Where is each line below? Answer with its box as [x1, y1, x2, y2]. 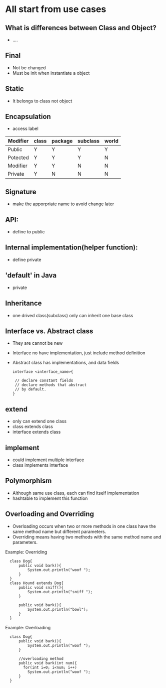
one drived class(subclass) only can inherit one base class [12, 312, 133, 318]
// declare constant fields [14, 378, 73, 383]
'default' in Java [5, 271, 56, 280]
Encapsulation [5, 112, 51, 121]
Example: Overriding [5, 548, 47, 555]
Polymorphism [5, 477, 52, 485]
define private [12, 256, 41, 262]
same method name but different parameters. [12, 528, 106, 534]
